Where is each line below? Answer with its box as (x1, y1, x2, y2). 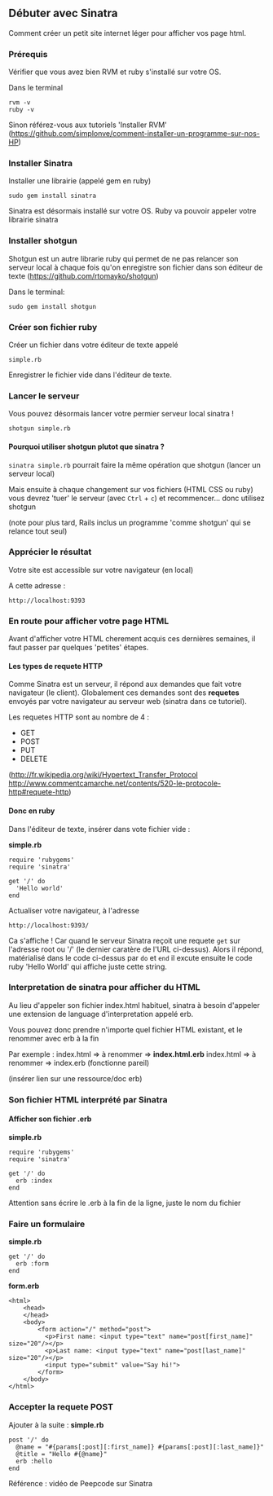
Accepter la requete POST (8, 1401, 114, 1413)
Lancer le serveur (8, 390, 80, 402)
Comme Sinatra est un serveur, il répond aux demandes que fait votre (8, 680, 242, 689)
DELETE (20, 754, 48, 764)
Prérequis (8, 48, 48, 59)
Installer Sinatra (8, 158, 73, 169)
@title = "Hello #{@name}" (15, 1450, 108, 1458)
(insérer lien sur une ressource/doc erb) (8, 1073, 143, 1083)
